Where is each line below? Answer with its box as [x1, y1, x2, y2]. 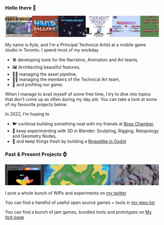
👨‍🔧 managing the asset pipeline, [12, 71, 77, 77]
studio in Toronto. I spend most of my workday [5, 47, 99, 53]
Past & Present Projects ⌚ [5, 151, 67, 158]
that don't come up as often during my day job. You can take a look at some [5, 97, 157, 102]
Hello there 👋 [5, 4, 37, 11]
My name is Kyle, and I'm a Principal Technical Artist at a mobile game [5, 42, 146, 48]
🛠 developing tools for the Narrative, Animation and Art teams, [12, 57, 139, 63]
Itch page [5, 214, 24, 220]
